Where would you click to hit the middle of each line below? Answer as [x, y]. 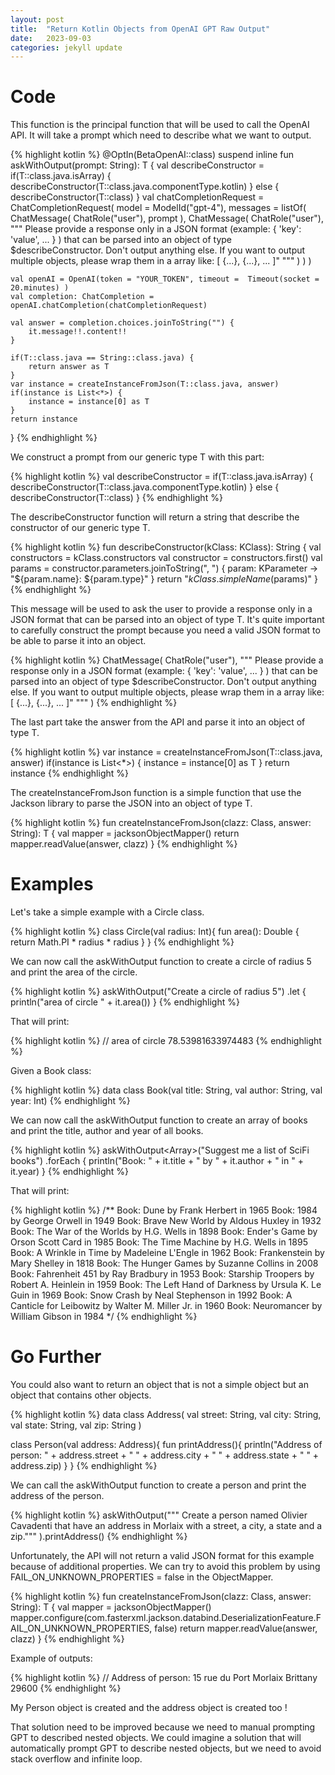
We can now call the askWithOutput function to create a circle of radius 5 [161, 962]
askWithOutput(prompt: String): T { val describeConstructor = [137, 165]
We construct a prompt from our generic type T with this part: [137, 457]
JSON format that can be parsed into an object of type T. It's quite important [167, 620]
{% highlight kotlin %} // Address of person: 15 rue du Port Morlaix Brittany [164, 1678]
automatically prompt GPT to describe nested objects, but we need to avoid [166, 1748]
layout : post [37, 19]
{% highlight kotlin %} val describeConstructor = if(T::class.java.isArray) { [162, 477]
